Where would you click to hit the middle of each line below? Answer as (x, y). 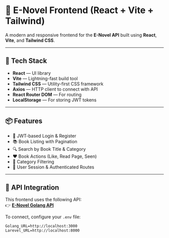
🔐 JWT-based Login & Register (44, 136)
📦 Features (24, 121)
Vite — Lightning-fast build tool (45, 78)
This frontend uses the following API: (44, 200)
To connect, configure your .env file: (43, 217)
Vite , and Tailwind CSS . (30, 40)
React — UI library (32, 73)
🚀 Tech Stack (26, 61)
